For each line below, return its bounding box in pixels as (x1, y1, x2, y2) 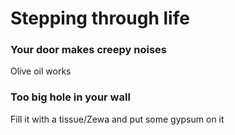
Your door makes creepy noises (10, 43, 168, 57)
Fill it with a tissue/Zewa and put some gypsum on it (10, 113, 225, 125)
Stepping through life (10, 7, 190, 30)
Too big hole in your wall (10, 90, 131, 104)
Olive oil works (10, 65, 72, 77)
